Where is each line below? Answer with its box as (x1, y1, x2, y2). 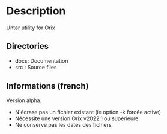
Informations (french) (6, 81, 89, 91)
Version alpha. (6, 97, 42, 104)
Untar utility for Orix (6, 24, 55, 31)
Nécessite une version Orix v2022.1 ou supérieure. (14, 115, 140, 122)
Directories (6, 41, 49, 51)
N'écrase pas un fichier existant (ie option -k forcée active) (14, 108, 161, 115)
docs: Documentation (14, 57, 68, 64)
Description (6, 4, 66, 18)
